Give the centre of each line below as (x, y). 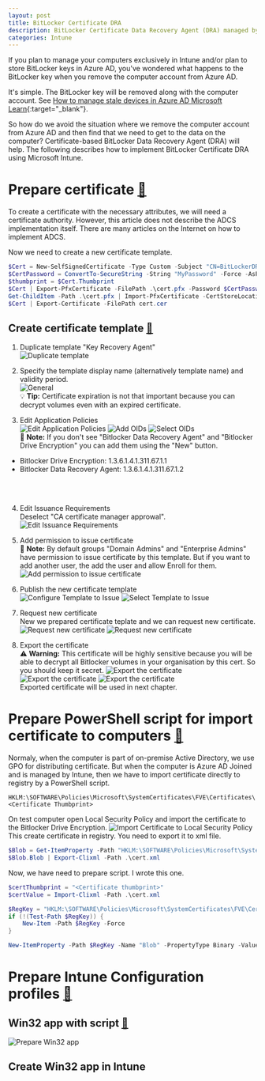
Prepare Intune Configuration (106, 977)
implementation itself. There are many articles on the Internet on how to (124, 229)
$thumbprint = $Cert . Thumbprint (61, 282)
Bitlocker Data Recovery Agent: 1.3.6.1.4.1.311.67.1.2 (101, 469)
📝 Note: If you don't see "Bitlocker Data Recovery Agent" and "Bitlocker (136, 437)
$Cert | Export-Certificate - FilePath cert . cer (88, 304)
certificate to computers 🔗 (96, 736)
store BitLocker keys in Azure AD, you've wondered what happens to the (126, 69)
